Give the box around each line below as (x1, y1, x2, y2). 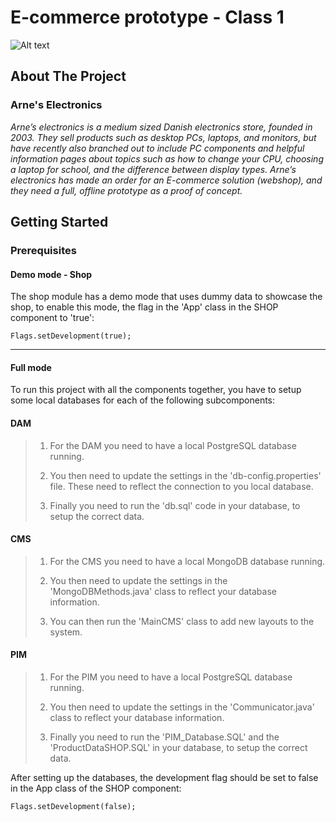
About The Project (10, 68, 127, 85)
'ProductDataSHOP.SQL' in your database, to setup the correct (49, 741, 308, 753)
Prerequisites (10, 243, 77, 257)
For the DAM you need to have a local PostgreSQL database (49, 439, 297, 451)
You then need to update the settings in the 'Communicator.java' (49, 701, 315, 713)
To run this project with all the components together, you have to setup (10, 384, 302, 396)
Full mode (10, 361, 52, 373)
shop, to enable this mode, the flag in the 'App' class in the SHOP (10, 301, 279, 313)
